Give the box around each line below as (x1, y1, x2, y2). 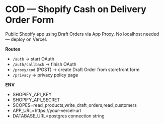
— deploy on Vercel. (5, 36, 47, 42)
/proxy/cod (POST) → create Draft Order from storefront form (12, 67, 140, 73)
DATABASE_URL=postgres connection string (12, 112, 105, 119)
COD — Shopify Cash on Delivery (5, 4, 147, 15)
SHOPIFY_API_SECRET (12, 97, 60, 103)
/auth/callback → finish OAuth (12, 61, 77, 67)
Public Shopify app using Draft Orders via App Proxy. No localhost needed (5, 31, 159, 37)
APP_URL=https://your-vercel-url (12, 107, 81, 113)
